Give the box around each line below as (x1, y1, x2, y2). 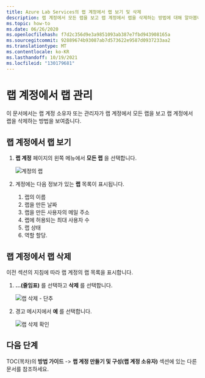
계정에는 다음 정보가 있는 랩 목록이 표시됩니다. (15, 180, 125, 188)
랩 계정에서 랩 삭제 (6, 251, 71, 262)
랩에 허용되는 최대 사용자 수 (24, 217, 90, 224)
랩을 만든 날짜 (24, 201, 57, 209)
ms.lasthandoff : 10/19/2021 (6, 54, 78, 61)
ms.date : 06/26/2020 (6, 26, 59, 32)
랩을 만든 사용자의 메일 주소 (24, 209, 90, 216)
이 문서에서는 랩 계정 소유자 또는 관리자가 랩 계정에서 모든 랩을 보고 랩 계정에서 (6, 109, 193, 117)
